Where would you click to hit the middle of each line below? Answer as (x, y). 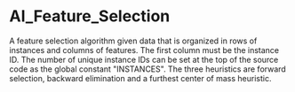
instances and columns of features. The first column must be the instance (144, 50)
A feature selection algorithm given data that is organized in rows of (133, 41)
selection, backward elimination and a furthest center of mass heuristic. (140, 78)
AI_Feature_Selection (90, 16)
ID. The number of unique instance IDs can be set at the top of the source (144, 59)
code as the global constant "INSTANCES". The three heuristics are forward (147, 69)
